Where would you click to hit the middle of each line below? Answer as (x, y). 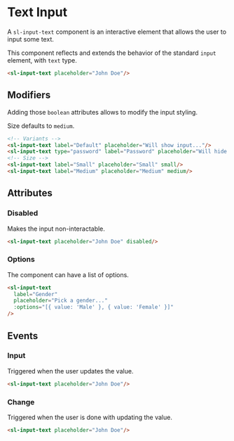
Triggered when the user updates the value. (70, 371)
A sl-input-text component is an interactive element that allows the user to (117, 32)
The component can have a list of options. (68, 274)
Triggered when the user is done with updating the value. (90, 417)
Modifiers (29, 95)
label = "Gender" (36, 294)
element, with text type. (42, 60)
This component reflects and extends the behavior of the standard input (112, 53)
